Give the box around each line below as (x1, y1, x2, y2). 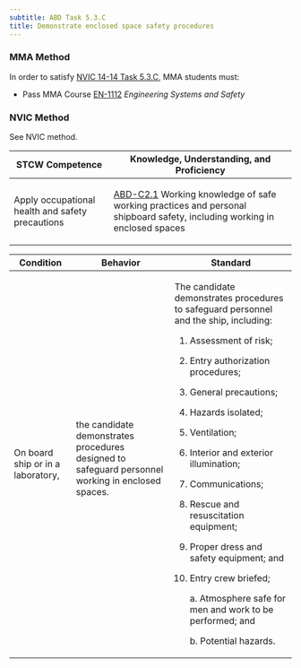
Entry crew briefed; (189, 572, 271, 585)
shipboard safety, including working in (113, 211, 275, 223)
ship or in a (13, 458, 61, 471)
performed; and (189, 615, 255, 628)
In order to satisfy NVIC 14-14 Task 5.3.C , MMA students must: (9, 71, 240, 82)
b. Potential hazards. (189, 635, 276, 647)
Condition (19, 256, 63, 269)
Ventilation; (189, 427, 237, 439)
